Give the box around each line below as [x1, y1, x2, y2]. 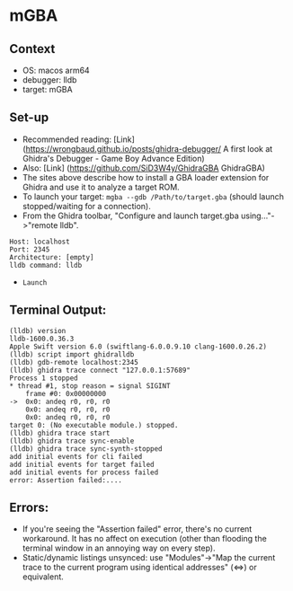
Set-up [9, 110, 49, 126]
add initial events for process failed [9, 468, 159, 477]
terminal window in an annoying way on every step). [22, 542, 216, 553]
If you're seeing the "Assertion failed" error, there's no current [22, 524, 253, 534]
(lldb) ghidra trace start [9, 428, 111, 437]
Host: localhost [9, 237, 70, 246]
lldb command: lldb [9, 260, 83, 269]
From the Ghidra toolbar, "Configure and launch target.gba [22, 210, 240, 221]
